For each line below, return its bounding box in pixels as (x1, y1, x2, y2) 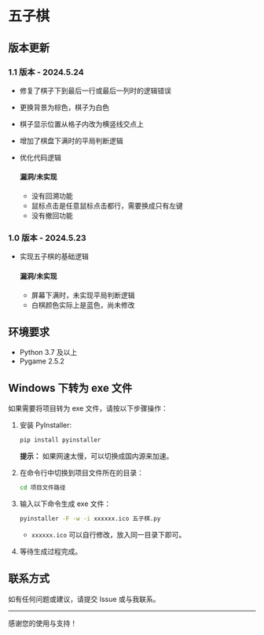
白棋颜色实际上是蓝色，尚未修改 (31, 300, 135, 309)
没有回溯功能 (31, 191, 73, 201)
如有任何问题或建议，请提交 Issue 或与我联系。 (8, 594, 160, 604)
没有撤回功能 (31, 211, 73, 220)
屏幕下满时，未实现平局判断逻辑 (31, 290, 135, 300)
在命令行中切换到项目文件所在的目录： (19, 468, 144, 478)
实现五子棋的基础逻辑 (19, 252, 89, 261)
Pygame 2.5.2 (19, 356, 65, 366)
